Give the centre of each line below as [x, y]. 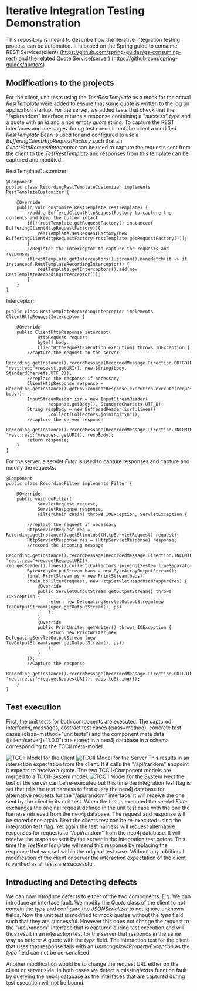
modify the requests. [31, 467]
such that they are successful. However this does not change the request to [98, 922]
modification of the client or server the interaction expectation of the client [96, 858]
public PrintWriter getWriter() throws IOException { [104, 627]
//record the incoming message [65, 545]
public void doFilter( [44, 499]
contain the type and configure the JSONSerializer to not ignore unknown [95, 909]
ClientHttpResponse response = [65, 383]
